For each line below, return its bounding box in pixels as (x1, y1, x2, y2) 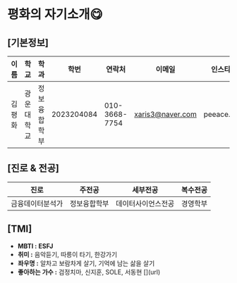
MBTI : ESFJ (17, 241, 54, 250)
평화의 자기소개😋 (7, 6, 104, 23)
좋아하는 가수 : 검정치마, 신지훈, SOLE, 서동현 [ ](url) (17, 268, 161, 276)
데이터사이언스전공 (116, 199, 175, 208)
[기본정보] (7, 37, 49, 49)
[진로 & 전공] (7, 163, 60, 175)
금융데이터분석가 (11, 199, 63, 208)
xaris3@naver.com (133, 110, 197, 119)
